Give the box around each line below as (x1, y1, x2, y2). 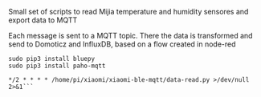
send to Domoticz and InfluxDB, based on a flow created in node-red (8, 39, 236, 49)
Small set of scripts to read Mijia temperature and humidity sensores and (8, 7, 249, 16)
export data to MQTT (8, 15, 78, 25)
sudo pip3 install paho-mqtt (8, 62, 106, 70)
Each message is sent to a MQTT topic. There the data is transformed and (8, 31, 253, 40)
